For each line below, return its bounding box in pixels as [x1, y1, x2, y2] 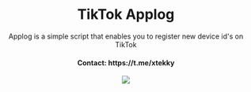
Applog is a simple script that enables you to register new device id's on [8, 31, 244, 41]
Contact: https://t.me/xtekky [77, 57, 175, 68]
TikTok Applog [77, 6, 175, 24]
